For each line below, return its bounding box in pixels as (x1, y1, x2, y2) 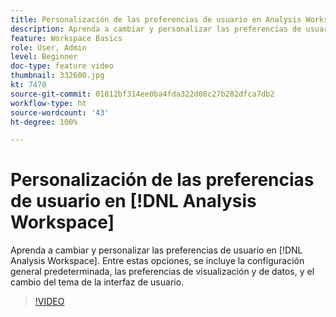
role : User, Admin (10, 42, 87, 53)
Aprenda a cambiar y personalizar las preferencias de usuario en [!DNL (10, 244, 303, 256)
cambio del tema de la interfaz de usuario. (10, 276, 185, 288)
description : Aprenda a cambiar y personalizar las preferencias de (10, 24, 302, 34)
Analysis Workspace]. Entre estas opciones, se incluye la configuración (10, 255, 305, 267)
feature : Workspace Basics (10, 33, 123, 43)
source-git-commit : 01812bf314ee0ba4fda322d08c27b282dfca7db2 (10, 89, 275, 99)
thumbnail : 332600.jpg (10, 71, 105, 81)
